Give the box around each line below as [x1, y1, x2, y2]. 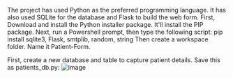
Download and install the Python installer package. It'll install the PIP [7, 21, 204, 28]
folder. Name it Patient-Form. [7, 43, 91, 50]
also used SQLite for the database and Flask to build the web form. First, [7, 13, 215, 21]
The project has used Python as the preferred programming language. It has [7, 6, 227, 14]
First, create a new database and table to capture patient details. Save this [7, 56, 221, 64]
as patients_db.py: [7, 64, 60, 71]
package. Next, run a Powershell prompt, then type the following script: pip [7, 28, 223, 36]
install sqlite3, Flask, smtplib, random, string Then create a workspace [7, 35, 209, 43]
